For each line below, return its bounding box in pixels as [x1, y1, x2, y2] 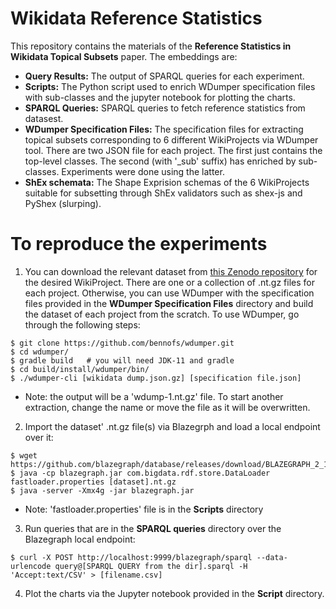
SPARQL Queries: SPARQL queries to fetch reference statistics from [24, 102, 306, 114]
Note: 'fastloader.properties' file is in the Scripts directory [24, 503, 264, 515]
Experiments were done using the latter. [61, 165, 225, 177]
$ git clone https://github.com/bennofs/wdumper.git [10, 338, 235, 348]
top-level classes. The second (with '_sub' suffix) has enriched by [24, 155, 297, 167]
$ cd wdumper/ [10, 347, 70, 357]
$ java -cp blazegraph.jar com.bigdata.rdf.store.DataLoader [10, 468, 271, 478]
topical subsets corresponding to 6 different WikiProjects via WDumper [24, 133, 319, 146]
